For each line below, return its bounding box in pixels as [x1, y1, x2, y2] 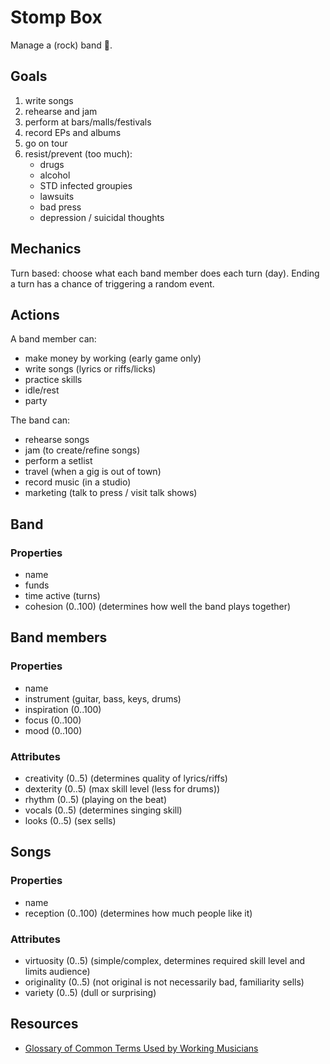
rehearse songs [24, 434, 90, 446]
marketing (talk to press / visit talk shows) [24, 487, 198, 499]
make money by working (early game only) [24, 352, 202, 365]
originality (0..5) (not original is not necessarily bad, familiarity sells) [24, 976, 305, 988]
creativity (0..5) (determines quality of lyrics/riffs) [24, 772, 228, 785]
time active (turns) [24, 590, 101, 602]
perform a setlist [24, 455, 93, 467]
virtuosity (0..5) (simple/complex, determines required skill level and [24, 955, 306, 967]
